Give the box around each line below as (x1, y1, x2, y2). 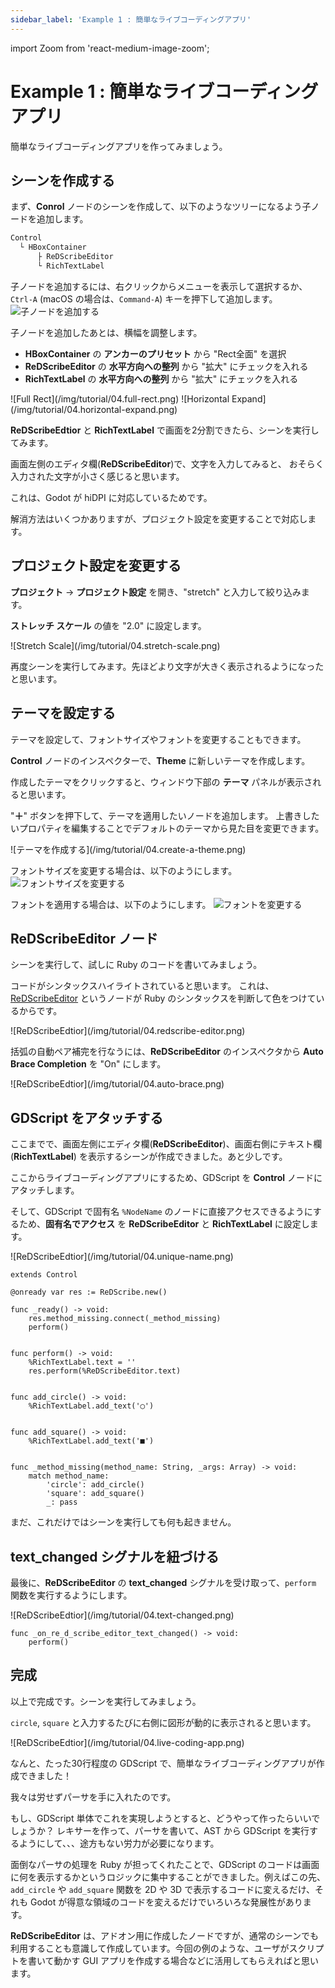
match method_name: (28, 1471, 110, 1481)
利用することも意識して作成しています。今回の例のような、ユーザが (10, 1942, 290, 1954)
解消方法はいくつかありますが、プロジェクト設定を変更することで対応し (10, 512, 308, 525)
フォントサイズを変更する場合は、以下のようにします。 (10, 864, 238, 876)
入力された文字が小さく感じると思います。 (10, 470, 185, 482)
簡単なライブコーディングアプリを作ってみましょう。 (10, 140, 228, 152)
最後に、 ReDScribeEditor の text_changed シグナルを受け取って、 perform (10, 1576, 317, 1588)
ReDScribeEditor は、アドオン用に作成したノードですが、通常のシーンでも (10, 1929, 319, 1941)
